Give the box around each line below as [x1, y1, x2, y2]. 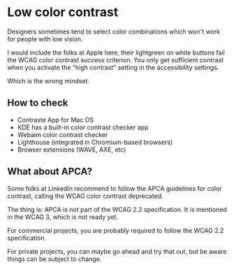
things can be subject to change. [7, 255, 102, 263]
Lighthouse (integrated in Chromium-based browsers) [17, 138, 173, 146]
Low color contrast [7, 4, 119, 20]
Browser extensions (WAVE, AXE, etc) [17, 145, 126, 154]
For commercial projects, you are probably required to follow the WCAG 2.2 [7, 226, 224, 234]
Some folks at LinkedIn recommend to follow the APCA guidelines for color [7, 184, 222, 192]
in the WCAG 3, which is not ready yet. [7, 213, 119, 221]
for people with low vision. [7, 34, 83, 43]
